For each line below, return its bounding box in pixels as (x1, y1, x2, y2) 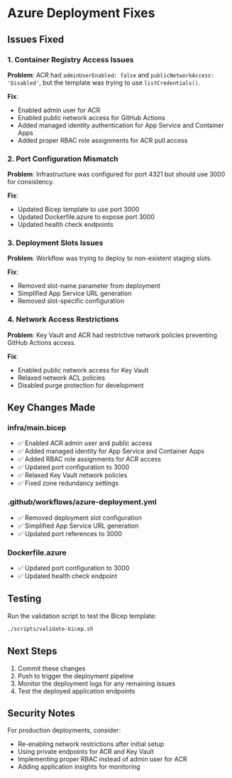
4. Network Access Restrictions (7, 314, 119, 324)
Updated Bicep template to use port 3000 (17, 205, 140, 214)
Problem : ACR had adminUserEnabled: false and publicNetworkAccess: (7, 70, 215, 79)
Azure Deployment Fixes (7, 5, 155, 21)
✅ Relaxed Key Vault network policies (17, 471, 128, 479)
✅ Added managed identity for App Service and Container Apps (17, 447, 204, 456)
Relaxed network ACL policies (17, 373, 105, 382)
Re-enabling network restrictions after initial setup (17, 740, 165, 748)
